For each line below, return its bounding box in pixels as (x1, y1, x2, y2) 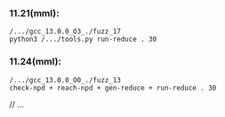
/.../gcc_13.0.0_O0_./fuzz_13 (9, 75, 122, 84)
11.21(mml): (9, 7, 60, 19)
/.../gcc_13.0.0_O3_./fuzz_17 (9, 27, 122, 36)
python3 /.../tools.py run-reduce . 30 (9, 35, 157, 44)
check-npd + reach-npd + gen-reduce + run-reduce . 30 (9, 83, 217, 92)
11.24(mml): (9, 56, 62, 68)
